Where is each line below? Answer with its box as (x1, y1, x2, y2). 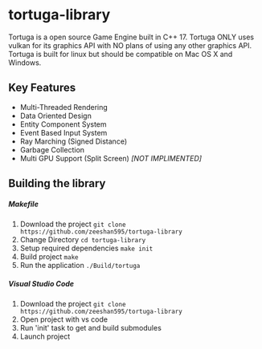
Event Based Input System (19, 128, 108, 137)
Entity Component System (19, 119, 107, 129)
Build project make (19, 252, 79, 262)
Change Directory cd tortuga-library (19, 235, 146, 245)
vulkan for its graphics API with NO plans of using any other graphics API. (8, 40, 252, 50)
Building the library (8, 177, 106, 190)
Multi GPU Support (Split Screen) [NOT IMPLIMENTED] (19, 153, 203, 163)
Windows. (8, 58, 42, 67)
